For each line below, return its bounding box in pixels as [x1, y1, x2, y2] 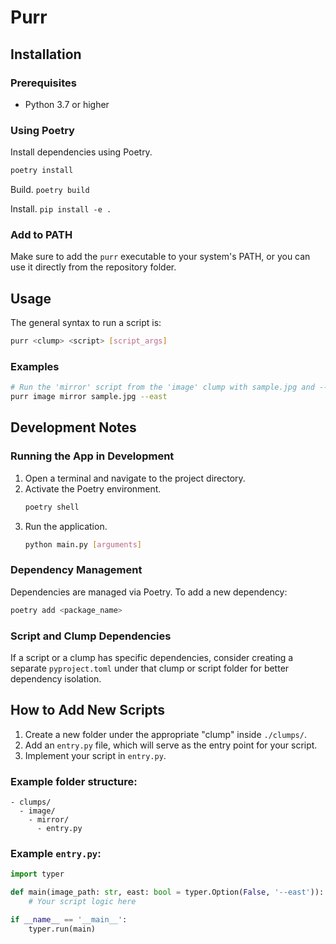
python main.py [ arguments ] [24, 539, 142, 550]
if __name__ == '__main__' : [10, 915, 128, 925]
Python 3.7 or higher [24, 98, 110, 110]
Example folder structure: [10, 774, 138, 788]
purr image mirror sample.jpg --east [10, 392, 168, 402]
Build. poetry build [10, 184, 90, 196]
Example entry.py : [10, 847, 102, 861]
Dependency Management [10, 563, 143, 577]
